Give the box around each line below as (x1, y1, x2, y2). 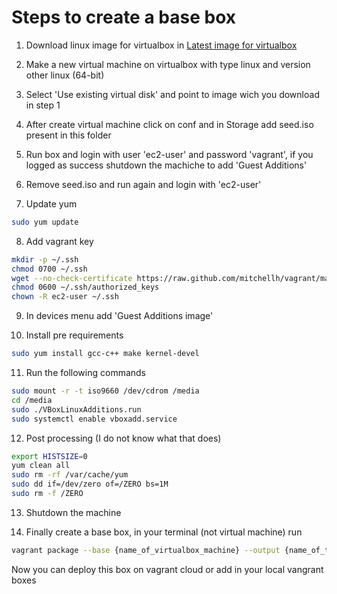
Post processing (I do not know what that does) (25, 432, 222, 444)
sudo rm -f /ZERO (11, 489, 84, 499)
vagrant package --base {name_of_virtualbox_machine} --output (11, 545, 281, 555)
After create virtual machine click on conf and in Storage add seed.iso (25, 118, 314, 130)
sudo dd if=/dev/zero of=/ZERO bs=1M (11, 479, 169, 490)
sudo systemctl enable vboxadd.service (11, 414, 178, 424)
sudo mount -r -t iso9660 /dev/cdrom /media (11, 386, 200, 396)
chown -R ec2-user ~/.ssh (11, 292, 119, 302)
